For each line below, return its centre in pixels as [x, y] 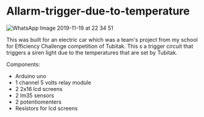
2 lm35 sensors [35, 95]
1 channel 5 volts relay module [53, 82]
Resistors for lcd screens [46, 108]
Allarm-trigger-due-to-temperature [98, 11]
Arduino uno [31, 76]
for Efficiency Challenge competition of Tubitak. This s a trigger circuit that [100, 46]
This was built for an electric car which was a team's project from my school [102, 39]
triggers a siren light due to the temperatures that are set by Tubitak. [92, 52]
